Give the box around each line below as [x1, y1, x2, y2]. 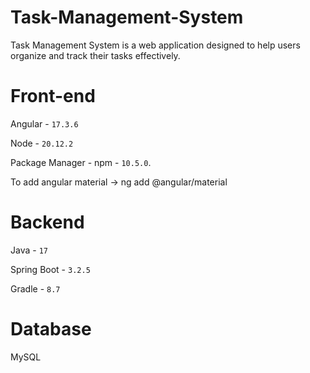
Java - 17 [10, 244, 48, 256]
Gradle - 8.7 [10, 282, 61, 295]
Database [10, 318, 92, 340]
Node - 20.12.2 [10, 137, 74, 149]
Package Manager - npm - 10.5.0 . [10, 156, 152, 168]
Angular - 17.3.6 [10, 117, 79, 130]
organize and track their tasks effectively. [10, 49, 181, 61]
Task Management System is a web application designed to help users [10, 39, 301, 51]
